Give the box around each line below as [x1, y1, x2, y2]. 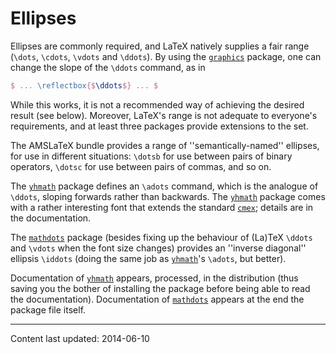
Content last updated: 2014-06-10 [10, 332, 150, 344]
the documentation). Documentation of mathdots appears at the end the [10, 293, 305, 305]
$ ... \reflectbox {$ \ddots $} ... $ [10, 80, 159, 91]
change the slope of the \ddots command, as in [10, 61, 206, 73]
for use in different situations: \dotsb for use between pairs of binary [10, 150, 293, 162]
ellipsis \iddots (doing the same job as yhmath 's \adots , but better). [10, 252, 287, 264]
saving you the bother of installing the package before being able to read [10, 282, 311, 294]
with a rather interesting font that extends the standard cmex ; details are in [10, 201, 314, 213]
